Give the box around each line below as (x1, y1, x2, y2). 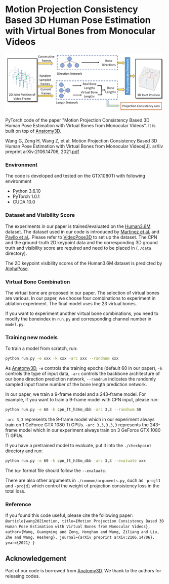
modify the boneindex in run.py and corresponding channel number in (5, 315, 152, 322)
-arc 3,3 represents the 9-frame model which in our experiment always (5, 416, 155, 422)
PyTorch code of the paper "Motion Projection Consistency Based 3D (5, 117, 150, 123)
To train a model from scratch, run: (5, 345, 77, 352)
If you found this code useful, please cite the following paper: (5, 512, 133, 518)
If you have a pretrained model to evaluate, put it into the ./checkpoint (5, 442, 152, 448)
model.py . (5, 321, 25, 327)
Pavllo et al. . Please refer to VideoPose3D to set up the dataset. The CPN (5, 234, 158, 240)
